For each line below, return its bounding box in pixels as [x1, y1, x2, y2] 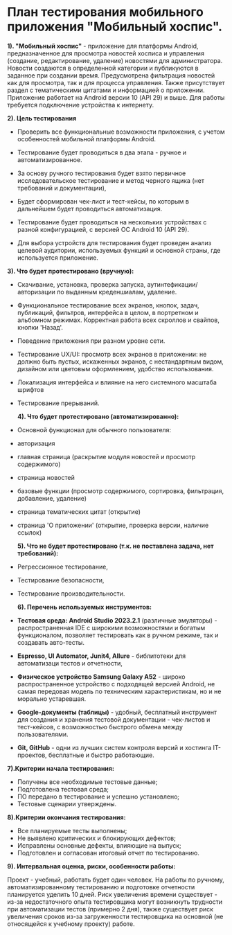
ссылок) [17, 528, 42, 537]
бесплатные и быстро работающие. [48, 751, 154, 759]
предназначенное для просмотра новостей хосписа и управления [7, 49, 204, 57]
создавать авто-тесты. [17, 638, 85, 646]
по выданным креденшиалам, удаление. [56, 287, 177, 296]
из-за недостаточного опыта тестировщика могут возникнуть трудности [7, 898, 223, 906]
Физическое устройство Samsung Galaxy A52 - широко [17, 673, 186, 681]
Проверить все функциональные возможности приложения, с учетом [17, 127, 225, 136]
